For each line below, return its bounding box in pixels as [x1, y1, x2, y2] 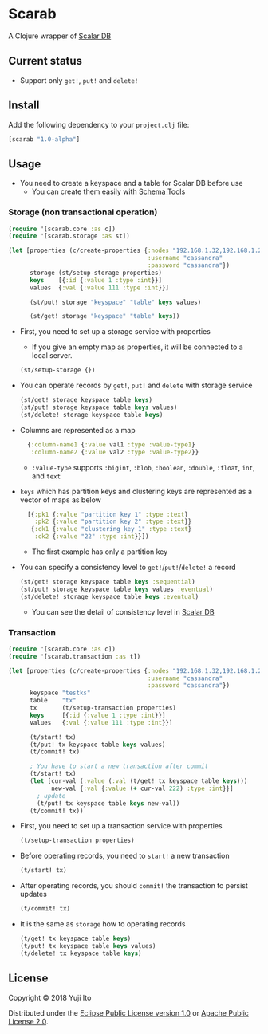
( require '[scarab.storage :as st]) [8, 232, 130, 240]
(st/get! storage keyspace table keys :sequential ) [19, 578, 195, 586]
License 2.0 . [8, 1016, 49, 1026]
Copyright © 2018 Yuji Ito [8, 993, 92, 1002]
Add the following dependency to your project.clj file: [8, 120, 190, 129]
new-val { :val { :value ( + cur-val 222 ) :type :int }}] [50, 784, 234, 792]
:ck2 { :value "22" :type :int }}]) [34, 533, 149, 541]
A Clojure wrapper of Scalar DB [8, 31, 112, 41]
